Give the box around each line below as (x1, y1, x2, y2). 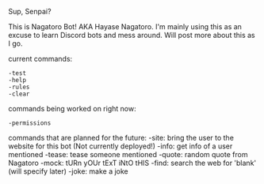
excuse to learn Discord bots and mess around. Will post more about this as (8, 31, 255, 39)
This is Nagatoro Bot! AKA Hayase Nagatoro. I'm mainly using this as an (8, 22, 242, 31)
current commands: (8, 54, 73, 63)
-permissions (8, 119, 52, 127)
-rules (8, 83, 30, 91)
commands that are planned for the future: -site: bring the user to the (8, 133, 234, 142)
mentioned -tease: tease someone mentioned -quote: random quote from (8, 150, 248, 159)
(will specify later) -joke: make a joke (8, 167, 128, 176)
